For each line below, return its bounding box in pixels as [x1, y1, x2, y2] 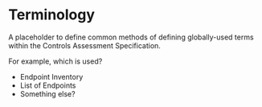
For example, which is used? [8, 56, 103, 66]
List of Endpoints [19, 80, 76, 90]
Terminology [8, 6, 95, 24]
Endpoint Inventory [19, 72, 84, 81]
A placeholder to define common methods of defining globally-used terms [8, 32, 255, 42]
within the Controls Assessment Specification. [8, 40, 161, 50]
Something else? [19, 88, 76, 98]
